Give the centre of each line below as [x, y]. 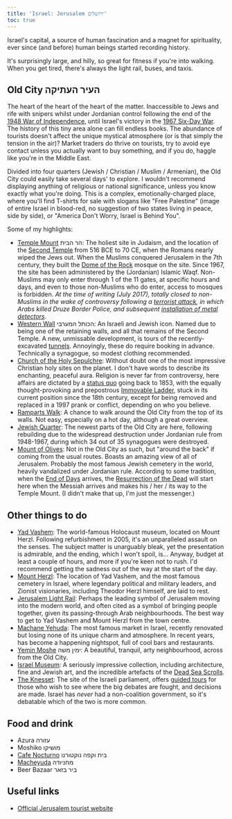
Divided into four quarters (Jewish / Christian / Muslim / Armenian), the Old [114, 171]
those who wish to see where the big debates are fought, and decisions [119, 687]
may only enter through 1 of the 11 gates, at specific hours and [131, 280]
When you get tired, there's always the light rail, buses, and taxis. [100, 68]
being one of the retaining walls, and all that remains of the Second [113, 331]
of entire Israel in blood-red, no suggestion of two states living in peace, [110, 208]
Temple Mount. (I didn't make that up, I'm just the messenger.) [106, 493]
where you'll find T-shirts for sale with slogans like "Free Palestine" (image [114, 201]
